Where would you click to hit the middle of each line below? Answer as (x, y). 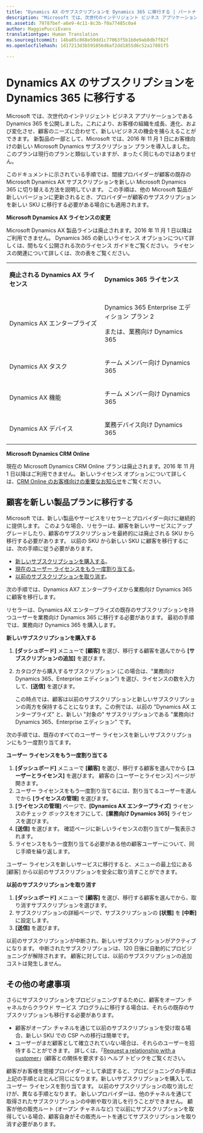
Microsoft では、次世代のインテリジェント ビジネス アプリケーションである (100, 116)
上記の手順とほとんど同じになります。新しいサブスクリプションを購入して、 (101, 1078)
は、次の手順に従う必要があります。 (51, 548)
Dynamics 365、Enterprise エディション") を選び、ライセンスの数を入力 (105, 679)
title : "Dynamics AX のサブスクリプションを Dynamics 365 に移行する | (91, 12)
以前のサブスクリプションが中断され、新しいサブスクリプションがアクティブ (101, 940)
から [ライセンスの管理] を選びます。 (66, 798)
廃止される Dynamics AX (45, 274)
